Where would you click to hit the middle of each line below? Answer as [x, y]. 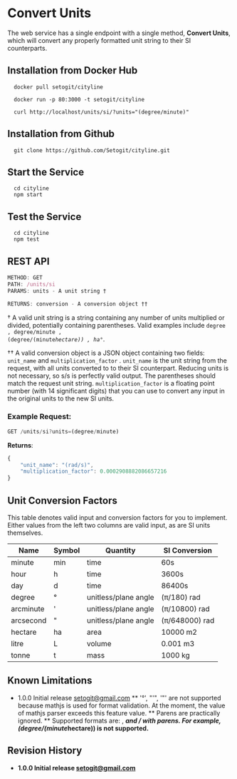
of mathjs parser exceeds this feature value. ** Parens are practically [119, 713]
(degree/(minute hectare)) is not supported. [83, 728]
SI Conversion [188, 550]
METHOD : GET [25, 278]
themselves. [25, 533]
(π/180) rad [181, 597]
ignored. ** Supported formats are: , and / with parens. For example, [119, 720]
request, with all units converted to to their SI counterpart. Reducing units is [118, 368]
